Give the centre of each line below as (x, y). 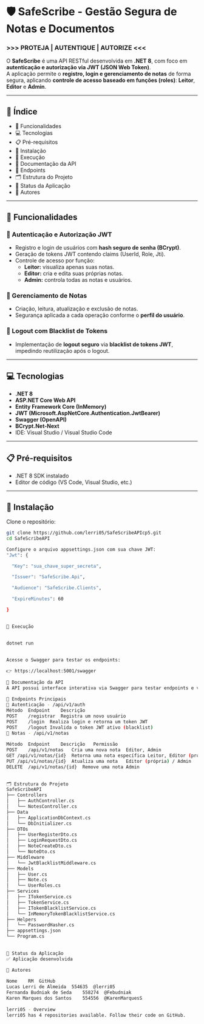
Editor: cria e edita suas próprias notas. (73, 273)
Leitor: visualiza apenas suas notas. (69, 267)
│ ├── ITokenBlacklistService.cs (51, 908)
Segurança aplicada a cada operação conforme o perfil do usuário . (100, 315)
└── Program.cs (25, 937)
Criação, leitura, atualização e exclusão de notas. (76, 309)
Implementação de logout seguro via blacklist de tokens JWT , (94, 344)
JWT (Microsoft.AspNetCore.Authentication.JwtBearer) (88, 413)
